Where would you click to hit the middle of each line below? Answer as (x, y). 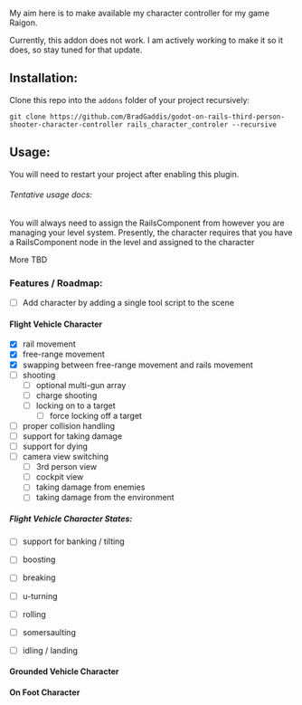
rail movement (49, 344)
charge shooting (66, 395)
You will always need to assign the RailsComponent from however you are (147, 223)
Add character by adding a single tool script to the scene (128, 303)
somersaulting (49, 632)
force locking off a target (96, 415)
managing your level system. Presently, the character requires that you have (151, 232)
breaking (39, 577)
